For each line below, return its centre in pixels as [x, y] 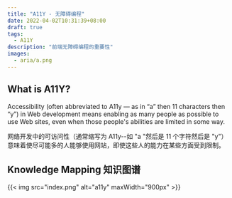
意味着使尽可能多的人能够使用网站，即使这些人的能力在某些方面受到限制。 [116, 145]
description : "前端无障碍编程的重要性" [60, 47]
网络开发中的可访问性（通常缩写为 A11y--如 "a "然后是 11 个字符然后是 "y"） [117, 136]
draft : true [25, 27]
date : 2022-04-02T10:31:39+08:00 [57, 21]
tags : [15, 34]
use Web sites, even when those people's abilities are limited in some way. [116, 121]
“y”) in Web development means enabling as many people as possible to [113, 114]
